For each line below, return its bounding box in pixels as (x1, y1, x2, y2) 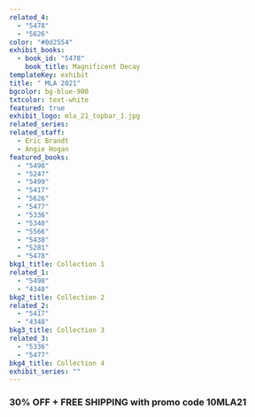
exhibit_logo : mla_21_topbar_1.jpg (9, 112, 141, 120)
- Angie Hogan (17, 144, 69, 153)
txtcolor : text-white (9, 95, 89, 104)
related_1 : (9, 268, 50, 277)
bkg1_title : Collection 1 (9, 260, 104, 269)
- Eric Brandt (17, 136, 69, 145)
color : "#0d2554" (9, 37, 73, 47)
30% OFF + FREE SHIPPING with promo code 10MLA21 (9, 396, 247, 408)
